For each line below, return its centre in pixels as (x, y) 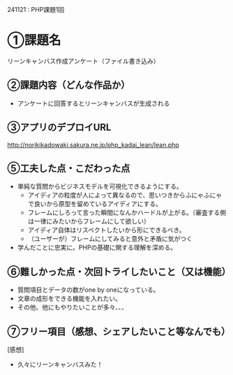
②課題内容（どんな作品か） (69, 85)
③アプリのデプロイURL (59, 127)
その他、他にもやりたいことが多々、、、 (72, 307)
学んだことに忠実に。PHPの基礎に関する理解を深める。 (97, 248)
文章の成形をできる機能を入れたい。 (69, 299)
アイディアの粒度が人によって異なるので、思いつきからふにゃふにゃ (125, 195)
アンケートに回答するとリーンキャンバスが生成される (93, 103)
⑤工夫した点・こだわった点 (69, 168)
